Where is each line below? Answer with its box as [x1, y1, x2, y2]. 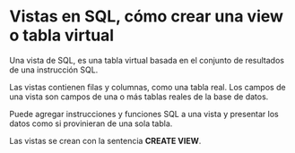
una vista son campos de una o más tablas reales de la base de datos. [9, 91, 269, 102]
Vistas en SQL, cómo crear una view [9, 6, 284, 27]
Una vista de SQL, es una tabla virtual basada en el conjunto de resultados [9, 55, 285, 65]
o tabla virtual [9, 25, 115, 46]
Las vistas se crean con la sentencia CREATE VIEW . [9, 135, 202, 146]
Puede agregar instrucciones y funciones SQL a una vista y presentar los [9, 108, 280, 119]
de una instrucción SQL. [9, 64, 99, 75]
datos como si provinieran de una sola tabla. [9, 118, 173, 129]
